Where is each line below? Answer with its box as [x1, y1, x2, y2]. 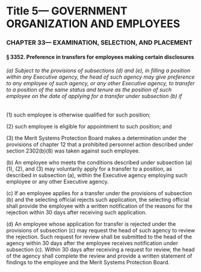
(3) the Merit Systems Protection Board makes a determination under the [6, 134, 187, 142]
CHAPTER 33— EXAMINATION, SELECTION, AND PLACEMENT [6, 38, 193, 47]
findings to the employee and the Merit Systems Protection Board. [6, 258, 170, 265]
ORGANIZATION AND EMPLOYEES [6, 17, 181, 31]
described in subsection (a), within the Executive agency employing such [6, 171, 188, 178]
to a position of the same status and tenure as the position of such [6, 86, 172, 94]
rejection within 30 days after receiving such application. [6, 208, 147, 216]
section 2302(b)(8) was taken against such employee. [6, 147, 140, 154]
